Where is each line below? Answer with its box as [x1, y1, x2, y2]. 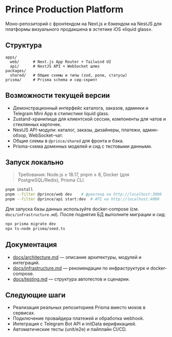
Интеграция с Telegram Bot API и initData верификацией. [12, 321, 137, 327]
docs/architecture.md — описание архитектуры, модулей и [12, 254, 142, 260]
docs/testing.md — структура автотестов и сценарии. [12, 276, 130, 282]
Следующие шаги [5, 291, 66, 299]
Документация [5, 240, 58, 249]
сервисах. [12, 310, 35, 316]
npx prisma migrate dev [5, 221, 56, 226]
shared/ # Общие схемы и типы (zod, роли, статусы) [10, 73, 127, 78]
